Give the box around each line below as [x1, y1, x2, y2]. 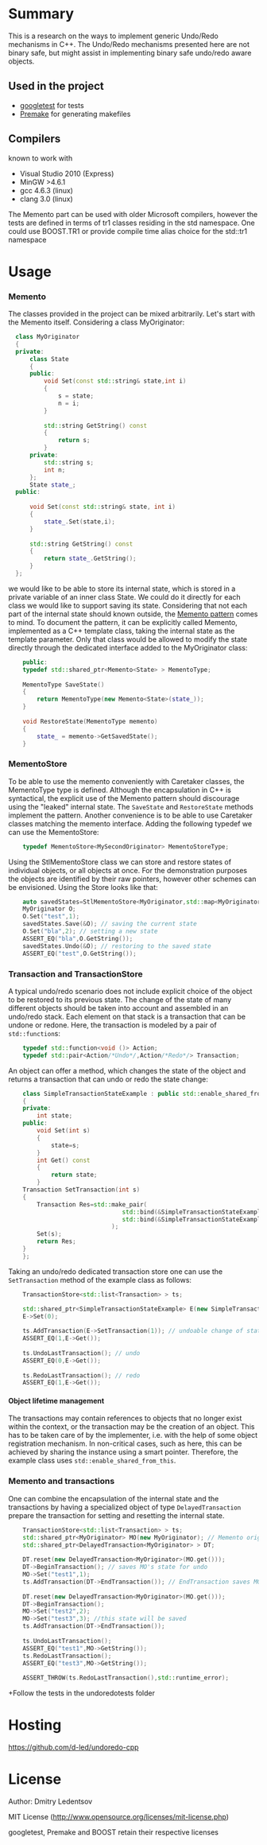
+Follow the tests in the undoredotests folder [8, 1688, 155, 1698]
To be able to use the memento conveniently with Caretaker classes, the [8, 776, 245, 786]
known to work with [8, 153, 73, 163]
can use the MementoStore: [8, 827, 99, 837]
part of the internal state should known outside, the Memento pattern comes [8, 609, 258, 619]
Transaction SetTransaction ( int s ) [22, 1186, 141, 1194]
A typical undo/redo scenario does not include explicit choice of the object [8, 986, 253, 996]
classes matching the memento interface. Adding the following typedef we [8, 818, 253, 828]
